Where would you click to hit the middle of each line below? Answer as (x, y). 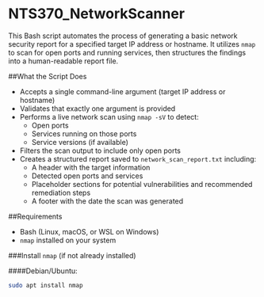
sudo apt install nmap (46, 285)
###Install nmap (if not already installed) (72, 255)
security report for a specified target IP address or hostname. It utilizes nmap (132, 44)
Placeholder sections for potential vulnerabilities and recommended (142, 184)
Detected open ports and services (87, 176)
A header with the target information (91, 167)
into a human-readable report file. (63, 61)
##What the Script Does (48, 76)
